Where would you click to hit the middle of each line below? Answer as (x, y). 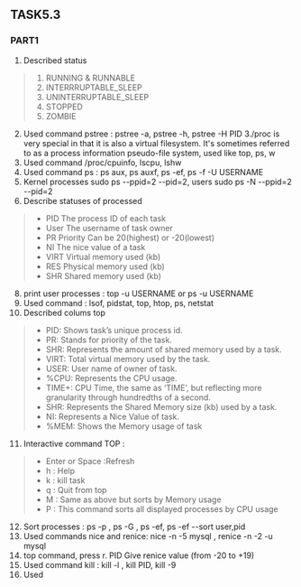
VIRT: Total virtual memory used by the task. (128, 359)
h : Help (60, 471)
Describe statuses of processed (82, 200)
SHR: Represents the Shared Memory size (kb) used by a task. (161, 406)
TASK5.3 (36, 15)
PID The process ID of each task (105, 218)
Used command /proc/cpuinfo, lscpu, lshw (102, 163)
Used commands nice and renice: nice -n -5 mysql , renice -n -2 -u (148, 536)
